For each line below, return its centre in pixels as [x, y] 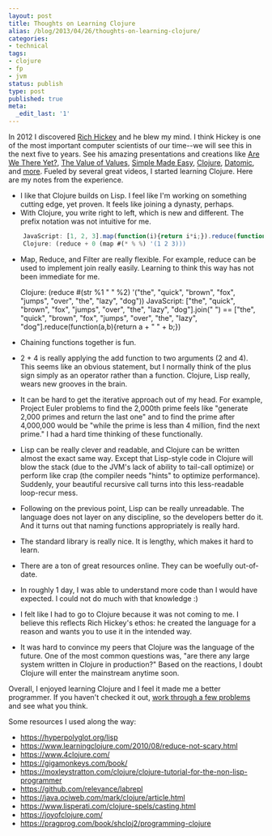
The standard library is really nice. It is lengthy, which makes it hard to [136, 541]
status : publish [36, 83]
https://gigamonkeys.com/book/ [74, 763]
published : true [36, 99]
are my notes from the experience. [66, 180]
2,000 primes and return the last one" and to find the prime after [127, 416]
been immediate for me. [60, 276]
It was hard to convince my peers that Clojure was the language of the [137, 647]
